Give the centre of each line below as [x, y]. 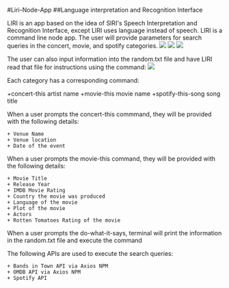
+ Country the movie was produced [56, 196]
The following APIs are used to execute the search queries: [90, 253]
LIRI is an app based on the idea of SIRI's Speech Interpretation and [102, 23]
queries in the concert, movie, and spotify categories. [83, 46]
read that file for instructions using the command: [77, 67]
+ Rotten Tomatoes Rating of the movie [64, 220]
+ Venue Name [26, 134]
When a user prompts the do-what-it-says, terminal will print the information [114, 233]
